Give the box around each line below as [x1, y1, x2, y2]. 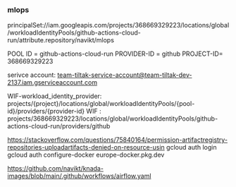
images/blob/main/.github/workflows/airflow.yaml [7, 171, 151, 181]
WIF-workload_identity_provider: [7, 92, 102, 100]
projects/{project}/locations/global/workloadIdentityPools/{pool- [7, 99, 195, 108]
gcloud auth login [166, 143, 217, 152]
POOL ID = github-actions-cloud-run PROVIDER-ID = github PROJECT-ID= [7, 49, 223, 58]
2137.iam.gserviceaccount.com [7, 78, 97, 87]
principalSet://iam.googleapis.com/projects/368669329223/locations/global [7, 21, 230, 30]
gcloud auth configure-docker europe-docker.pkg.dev [7, 150, 165, 159]
